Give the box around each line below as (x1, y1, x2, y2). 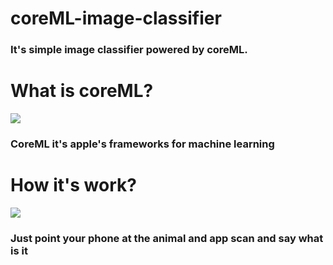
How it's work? (10, 174, 137, 197)
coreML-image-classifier (10, 7, 222, 30)
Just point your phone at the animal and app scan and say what (10, 231, 324, 245)
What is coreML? (10, 80, 154, 102)
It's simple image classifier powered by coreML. (10, 43, 248, 57)
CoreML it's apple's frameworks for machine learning (10, 137, 275, 151)
